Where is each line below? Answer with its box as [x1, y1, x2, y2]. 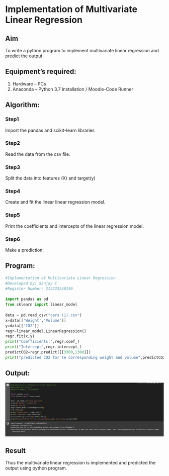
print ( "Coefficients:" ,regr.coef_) [5, 339, 80, 344]
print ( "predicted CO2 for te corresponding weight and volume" [5, 355, 141, 360]
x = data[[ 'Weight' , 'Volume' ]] [5, 318, 66, 323]
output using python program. [5, 465, 67, 471]
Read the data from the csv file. [5, 151, 70, 157]
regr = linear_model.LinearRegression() [5, 328, 87, 334]
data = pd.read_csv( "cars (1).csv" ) [5, 313, 82, 318]
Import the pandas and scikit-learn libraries [5, 127, 95, 133]
